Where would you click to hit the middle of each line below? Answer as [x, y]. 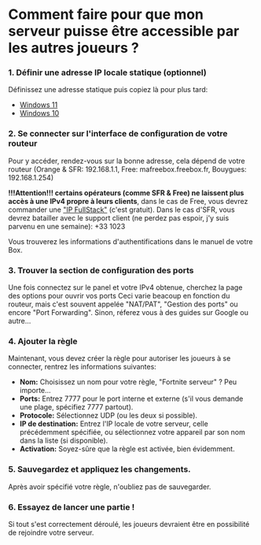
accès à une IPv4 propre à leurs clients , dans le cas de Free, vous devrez [128, 201]
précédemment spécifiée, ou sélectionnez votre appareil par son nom [132, 432]
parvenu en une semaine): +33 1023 [67, 226]
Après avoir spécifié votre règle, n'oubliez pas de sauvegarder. [110, 487]
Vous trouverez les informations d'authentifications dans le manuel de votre [130, 241]
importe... [35, 391]
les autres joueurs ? [74, 48]
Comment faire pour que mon [106, 15]
